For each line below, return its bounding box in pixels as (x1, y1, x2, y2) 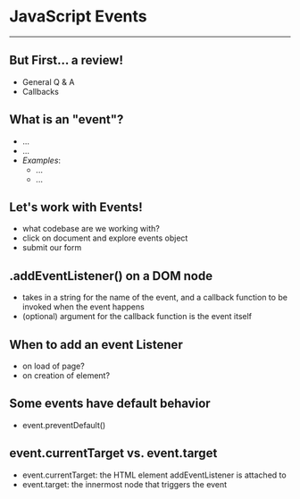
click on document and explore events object (21, 233, 188, 243)
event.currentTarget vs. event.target (9, 445, 218, 461)
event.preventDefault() (21, 419, 106, 430)
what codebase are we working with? (21, 224, 161, 234)
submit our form (21, 242, 82, 253)
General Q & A (21, 76, 75, 87)
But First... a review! (9, 53, 123, 68)
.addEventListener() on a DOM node (9, 268, 212, 283)
